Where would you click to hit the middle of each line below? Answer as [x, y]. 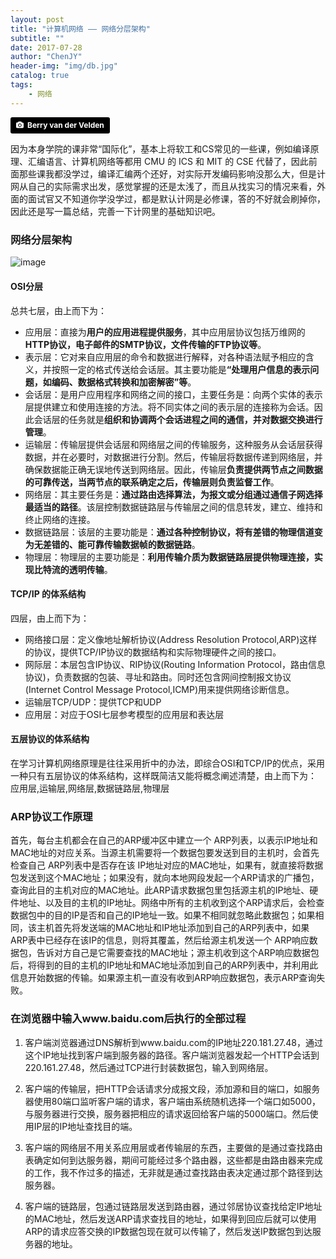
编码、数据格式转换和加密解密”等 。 [124, 382]
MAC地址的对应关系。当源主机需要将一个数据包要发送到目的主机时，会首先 [165, 853]
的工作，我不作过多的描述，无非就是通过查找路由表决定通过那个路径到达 [173, 1172]
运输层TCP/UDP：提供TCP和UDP [93, 702]
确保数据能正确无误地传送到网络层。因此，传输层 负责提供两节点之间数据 [173, 469]
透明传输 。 [90, 569]
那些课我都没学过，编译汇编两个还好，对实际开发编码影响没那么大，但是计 [172, 174]
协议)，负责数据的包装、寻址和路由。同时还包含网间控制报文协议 [158, 677]
